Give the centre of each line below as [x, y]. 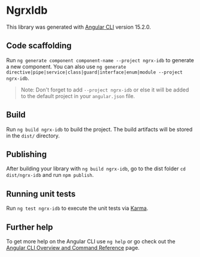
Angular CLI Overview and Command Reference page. [73, 248]
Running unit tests [41, 194]
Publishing [27, 154]
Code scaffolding [39, 46]
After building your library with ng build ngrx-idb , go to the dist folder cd [96, 169]
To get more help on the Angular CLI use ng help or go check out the [91, 241]
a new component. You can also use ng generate [66, 66]
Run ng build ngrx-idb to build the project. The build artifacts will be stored [99, 129]
